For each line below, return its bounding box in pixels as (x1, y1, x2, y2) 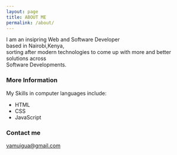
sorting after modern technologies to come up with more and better (6, 49, 171, 56)
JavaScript (14, 113, 42, 121)
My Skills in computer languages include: (6, 90, 107, 97)
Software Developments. (6, 61, 67, 68)
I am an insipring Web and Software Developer (6, 36, 120, 43)
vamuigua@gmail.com (6, 142, 61, 149)
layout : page (6, 8, 39, 15)
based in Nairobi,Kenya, (6, 42, 65, 49)
